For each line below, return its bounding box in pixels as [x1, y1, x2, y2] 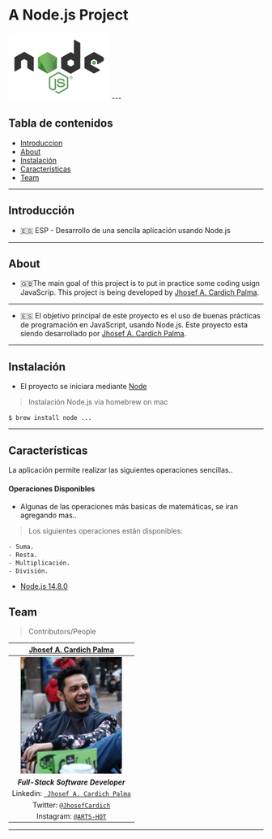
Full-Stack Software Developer [17, 777, 125, 787]
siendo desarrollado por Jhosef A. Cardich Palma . [19, 329, 187, 339]
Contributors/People [28, 627, 97, 637]
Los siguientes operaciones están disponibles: [28, 526, 184, 536]
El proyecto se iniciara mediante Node [19, 382, 147, 391]
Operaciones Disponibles [8, 483, 96, 493]
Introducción [8, 204, 75, 218]
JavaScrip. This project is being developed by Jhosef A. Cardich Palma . [19, 288, 260, 297]
